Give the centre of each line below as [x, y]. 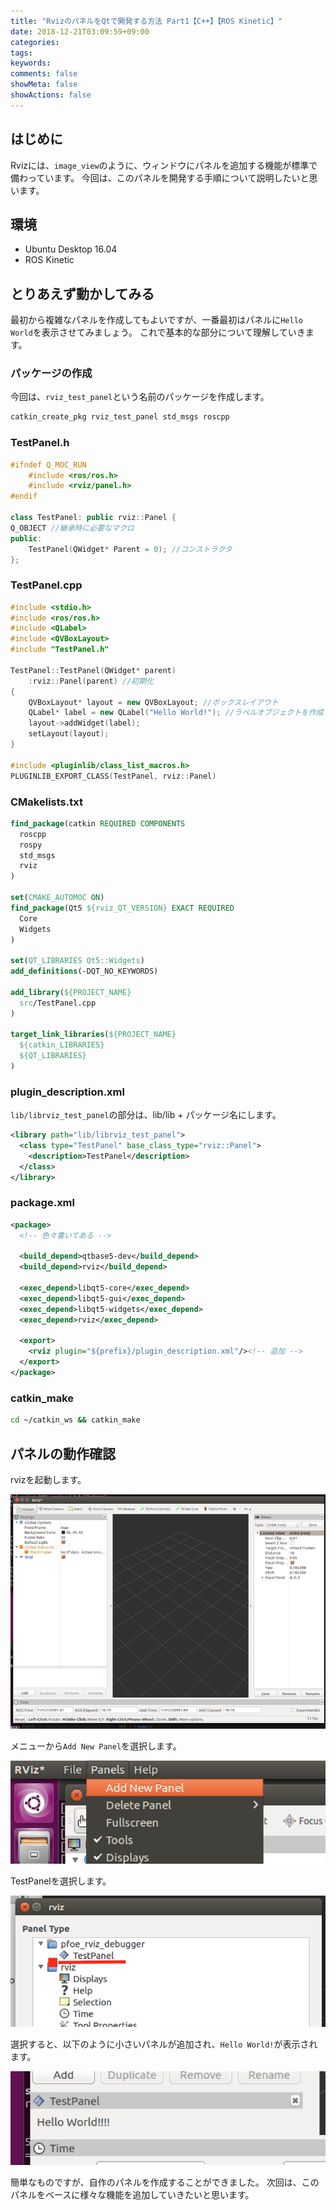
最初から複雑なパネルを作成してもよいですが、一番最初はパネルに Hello [156, 320]
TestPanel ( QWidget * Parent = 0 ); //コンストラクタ [130, 549]
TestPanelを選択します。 [61, 1881]
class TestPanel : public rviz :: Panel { [93, 518]
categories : [35, 42]
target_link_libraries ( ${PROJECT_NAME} [93, 1035]
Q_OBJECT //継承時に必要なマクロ [72, 528]
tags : [21, 53]
